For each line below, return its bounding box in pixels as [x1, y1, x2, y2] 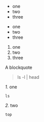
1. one [5, 84, 17, 90]
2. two [5, 102, 18, 108]
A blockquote [5, 64, 33, 70]
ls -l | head [17, 74, 40, 80]
